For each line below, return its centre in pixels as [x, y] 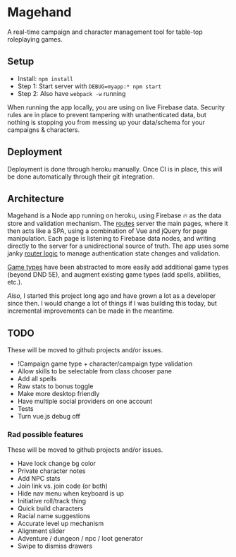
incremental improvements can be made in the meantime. [91, 311]
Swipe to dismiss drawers [55, 546]
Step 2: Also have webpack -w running [72, 93]
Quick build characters [50, 508]
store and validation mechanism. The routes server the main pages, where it [118, 224]
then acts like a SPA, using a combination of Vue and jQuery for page [107, 231]
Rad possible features [45, 435]
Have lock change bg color [57, 464]
